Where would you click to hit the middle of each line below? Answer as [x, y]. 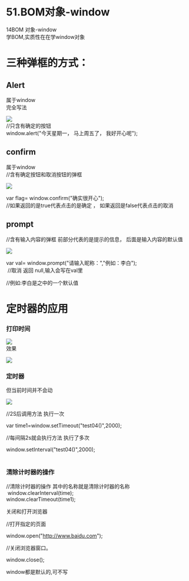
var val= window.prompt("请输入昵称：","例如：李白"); [72, 262]
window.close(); [26, 559]
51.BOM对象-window [58, 12]
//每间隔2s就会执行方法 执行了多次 [48, 438]
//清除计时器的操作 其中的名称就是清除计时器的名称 [68, 486]
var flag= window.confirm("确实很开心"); [55, 198]
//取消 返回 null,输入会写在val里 [45, 270]
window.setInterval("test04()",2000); [51, 449]
